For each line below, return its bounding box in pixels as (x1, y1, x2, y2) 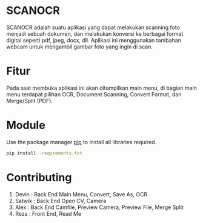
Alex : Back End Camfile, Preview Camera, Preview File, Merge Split (15, 204, 184, 211)
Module (6, 119, 45, 132)
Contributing (6, 170, 72, 184)
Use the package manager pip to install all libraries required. (6, 138, 157, 145)
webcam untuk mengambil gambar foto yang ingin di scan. (6, 43, 153, 50)
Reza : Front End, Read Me (15, 210, 82, 217)
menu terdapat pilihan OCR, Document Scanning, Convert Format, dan (6, 90, 182, 98)
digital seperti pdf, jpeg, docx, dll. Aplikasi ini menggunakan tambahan (6, 36, 182, 44)
